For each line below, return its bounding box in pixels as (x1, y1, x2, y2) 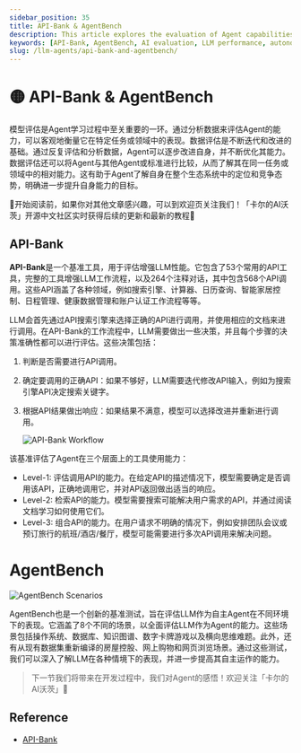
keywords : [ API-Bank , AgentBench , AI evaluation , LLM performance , (9, 38, 267, 48)
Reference (9, 710, 69, 725)
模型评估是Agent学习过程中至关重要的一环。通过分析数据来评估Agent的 (9, 124, 273, 135)
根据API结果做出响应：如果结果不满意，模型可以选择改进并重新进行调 (21, 405, 279, 416)
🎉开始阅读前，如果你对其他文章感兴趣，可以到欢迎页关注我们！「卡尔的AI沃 (9, 199, 289, 210)
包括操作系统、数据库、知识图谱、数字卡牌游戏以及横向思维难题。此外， (16, 630, 284, 642)
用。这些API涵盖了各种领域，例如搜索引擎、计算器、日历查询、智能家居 (9, 284, 273, 294)
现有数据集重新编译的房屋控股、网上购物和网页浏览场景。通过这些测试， (24, 642, 292, 652)
